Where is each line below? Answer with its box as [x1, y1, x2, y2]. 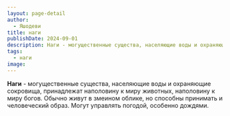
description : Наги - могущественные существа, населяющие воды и [7, 42, 197, 48]
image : [7, 61, 26, 68]
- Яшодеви [13, 23, 41, 29]
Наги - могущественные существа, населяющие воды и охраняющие [7, 79, 212, 87]
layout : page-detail [7, 10, 66, 17]
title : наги [7, 29, 41, 36]
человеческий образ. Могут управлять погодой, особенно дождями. [7, 101, 209, 109]
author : [7, 16, 29, 23]
